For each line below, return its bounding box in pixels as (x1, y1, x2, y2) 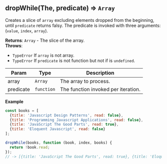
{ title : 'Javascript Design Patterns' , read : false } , (9, 113, 123, 118)
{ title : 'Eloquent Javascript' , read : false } (9, 127, 106, 132)
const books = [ (5, 108, 39, 113)
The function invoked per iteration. (60, 85, 141, 92)
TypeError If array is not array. (12, 52, 75, 58)
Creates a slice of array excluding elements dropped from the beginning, (5, 17, 155, 23)
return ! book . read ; (9, 145, 50, 150)
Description (86, 69, 115, 76)
